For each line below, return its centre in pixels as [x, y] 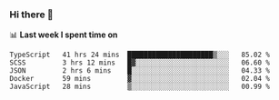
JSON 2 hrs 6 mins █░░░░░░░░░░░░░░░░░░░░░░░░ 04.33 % [140, 71]
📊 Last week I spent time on [64, 35]
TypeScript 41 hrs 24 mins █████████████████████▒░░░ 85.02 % [140, 55]
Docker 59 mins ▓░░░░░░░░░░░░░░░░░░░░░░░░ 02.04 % [140, 79]
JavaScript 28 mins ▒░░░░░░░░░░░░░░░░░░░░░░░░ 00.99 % [140, 87]
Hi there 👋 [32, 15]
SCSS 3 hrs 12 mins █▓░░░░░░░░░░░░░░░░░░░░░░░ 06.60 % [140, 63]
